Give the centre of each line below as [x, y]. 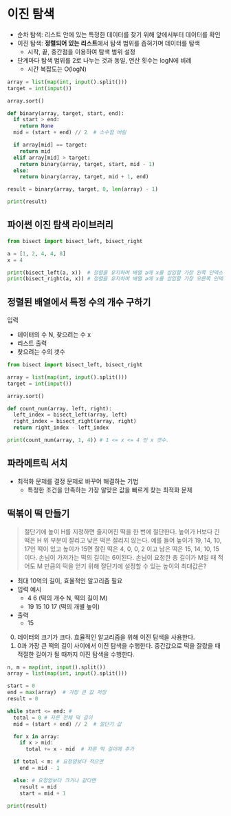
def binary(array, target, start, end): [66, 113]
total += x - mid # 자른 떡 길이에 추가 [80, 749]
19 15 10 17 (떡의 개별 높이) [64, 606]
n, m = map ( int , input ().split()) [57, 667]
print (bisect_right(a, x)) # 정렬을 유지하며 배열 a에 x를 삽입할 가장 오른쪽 [109, 279]
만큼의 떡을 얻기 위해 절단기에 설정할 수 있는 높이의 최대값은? [125, 566]
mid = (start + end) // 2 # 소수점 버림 [70, 133]
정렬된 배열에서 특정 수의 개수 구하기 [79, 302]
